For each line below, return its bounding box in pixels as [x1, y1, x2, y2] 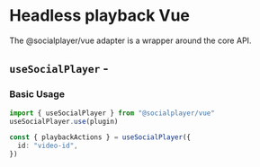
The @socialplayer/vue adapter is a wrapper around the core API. [9, 35, 252, 46]
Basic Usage [9, 88, 66, 101]
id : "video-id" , [17, 141, 78, 151]
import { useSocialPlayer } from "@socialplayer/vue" [9, 109, 216, 118]
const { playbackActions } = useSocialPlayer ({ [9, 133, 192, 142]
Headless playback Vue [9, 5, 191, 26]
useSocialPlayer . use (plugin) [9, 117, 119, 126]
